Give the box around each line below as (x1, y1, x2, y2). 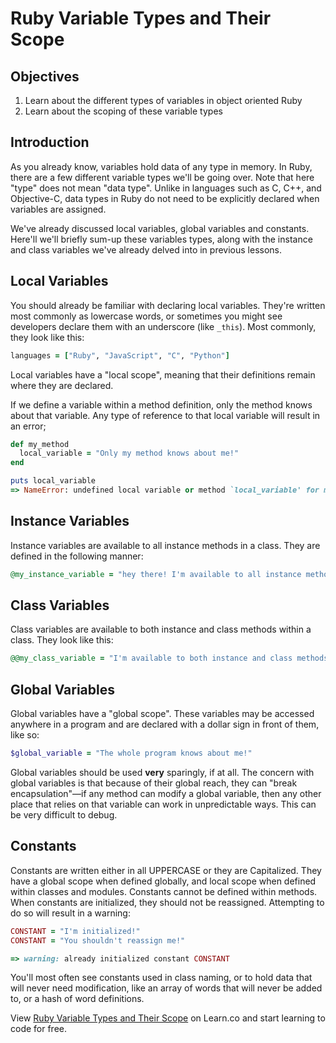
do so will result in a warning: (10, 907, 131, 919)
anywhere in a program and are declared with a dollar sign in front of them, (10, 718, 320, 731)
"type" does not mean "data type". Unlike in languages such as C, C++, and (10, 182, 322, 194)
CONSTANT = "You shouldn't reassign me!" (10, 935, 186, 946)
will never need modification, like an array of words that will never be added (10, 982, 323, 994)
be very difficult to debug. (10, 808, 118, 821)
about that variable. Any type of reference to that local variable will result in (10, 409, 321, 421)
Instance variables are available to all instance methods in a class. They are (10, 539, 321, 551)
